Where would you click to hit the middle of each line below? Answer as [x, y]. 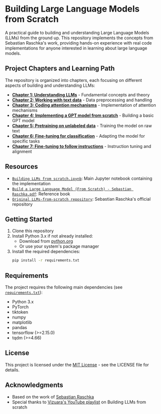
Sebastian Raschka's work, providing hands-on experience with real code [79, 43]
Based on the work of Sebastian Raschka [53, 397]
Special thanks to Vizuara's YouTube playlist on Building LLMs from [79, 402]
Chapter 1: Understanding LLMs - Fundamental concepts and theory [81, 95]
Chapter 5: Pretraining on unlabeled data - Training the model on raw [82, 126]
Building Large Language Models [72, 9]
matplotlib [22, 322]
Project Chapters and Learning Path [60, 69]
